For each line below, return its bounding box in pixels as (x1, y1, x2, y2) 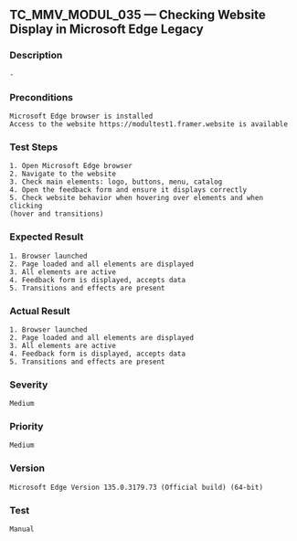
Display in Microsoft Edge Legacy (9, 22, 204, 37)
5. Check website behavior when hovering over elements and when (9, 194, 263, 203)
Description (9, 49, 63, 62)
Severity (9, 378, 48, 391)
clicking (9, 201, 43, 211)
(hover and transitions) (9, 209, 104, 218)
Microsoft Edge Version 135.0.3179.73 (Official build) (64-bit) (9, 483, 263, 492)
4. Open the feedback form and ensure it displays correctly (9, 186, 248, 195)
